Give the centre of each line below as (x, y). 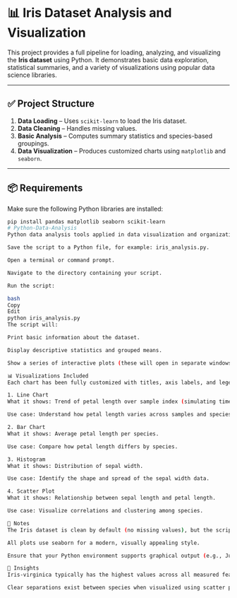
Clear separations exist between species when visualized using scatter (116, 588)
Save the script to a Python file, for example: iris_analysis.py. (109, 247)
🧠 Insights (23, 568)
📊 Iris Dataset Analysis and (90, 13)
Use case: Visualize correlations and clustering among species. (105, 511)
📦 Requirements (45, 188)
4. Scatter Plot (31, 491)
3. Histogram (26, 459)
